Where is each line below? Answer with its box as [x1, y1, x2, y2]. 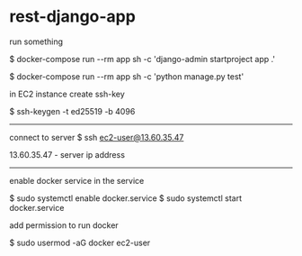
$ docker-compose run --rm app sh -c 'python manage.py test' [9, 70, 244, 82]
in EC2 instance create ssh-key [9, 88, 126, 99]
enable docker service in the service [9, 175, 145, 186]
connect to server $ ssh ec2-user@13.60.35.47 [9, 132, 184, 142]
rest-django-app [9, 6, 137, 27]
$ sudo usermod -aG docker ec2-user [9, 237, 151, 248]
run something [9, 36, 64, 47]
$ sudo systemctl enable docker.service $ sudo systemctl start [9, 192, 243, 204]
